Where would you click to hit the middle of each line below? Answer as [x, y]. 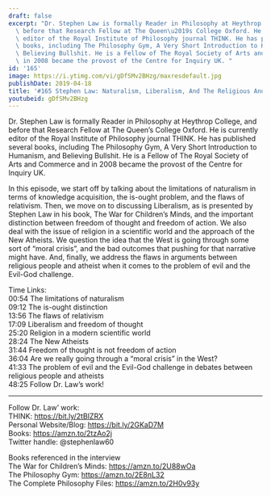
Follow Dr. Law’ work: [44, 408]
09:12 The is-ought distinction [58, 307]
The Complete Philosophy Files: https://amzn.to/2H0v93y [104, 483]
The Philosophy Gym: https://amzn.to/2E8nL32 [87, 475]
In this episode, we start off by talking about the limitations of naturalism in [132, 189]
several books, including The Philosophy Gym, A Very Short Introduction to [133, 147]
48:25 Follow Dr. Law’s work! [56, 385]
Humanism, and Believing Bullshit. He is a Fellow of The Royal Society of [128, 156]
